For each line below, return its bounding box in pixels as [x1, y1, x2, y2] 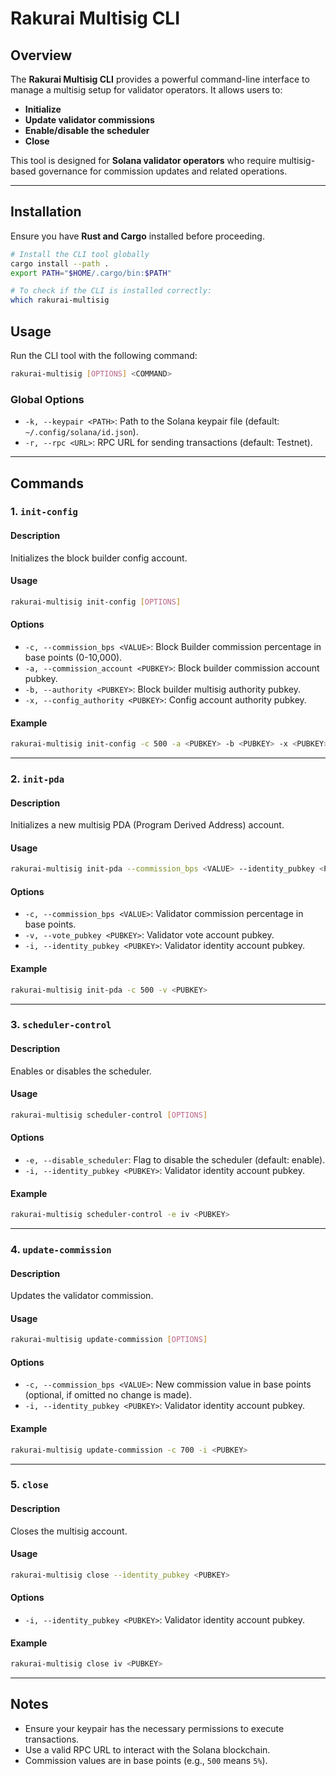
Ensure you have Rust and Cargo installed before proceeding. [10, 230, 265, 242]
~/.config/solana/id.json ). [24, 426, 139, 438]
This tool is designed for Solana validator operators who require [10, 155, 277, 166]
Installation [10, 203, 82, 221]
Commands [10, 475, 85, 492]
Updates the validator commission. [10, 1290, 154, 1302]
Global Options [10, 392, 85, 406]
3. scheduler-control [10, 1018, 112, 1032]
